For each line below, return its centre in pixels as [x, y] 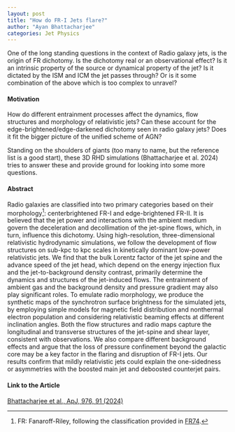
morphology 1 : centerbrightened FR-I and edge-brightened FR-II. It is [106, 212]
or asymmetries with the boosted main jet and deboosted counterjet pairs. [114, 369]
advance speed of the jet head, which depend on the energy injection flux [114, 265]
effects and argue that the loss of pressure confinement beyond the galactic [117, 347]
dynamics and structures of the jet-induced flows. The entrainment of [108, 280]
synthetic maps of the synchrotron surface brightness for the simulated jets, [117, 302]
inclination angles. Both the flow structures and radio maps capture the [109, 325]
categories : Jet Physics [43, 33]
